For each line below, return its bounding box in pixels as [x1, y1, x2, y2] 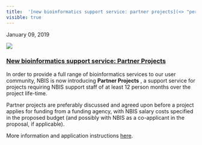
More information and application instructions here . [6, 132, 133, 139]
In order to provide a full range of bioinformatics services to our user [6, 70, 176, 78]
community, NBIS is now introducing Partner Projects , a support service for [6, 77, 195, 84]
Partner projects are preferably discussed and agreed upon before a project [6, 101, 194, 108]
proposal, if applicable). [6, 120, 65, 128]
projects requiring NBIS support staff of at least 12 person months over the [6, 83, 191, 90]
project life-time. [6, 89, 47, 96]
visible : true [6, 14, 42, 20]
